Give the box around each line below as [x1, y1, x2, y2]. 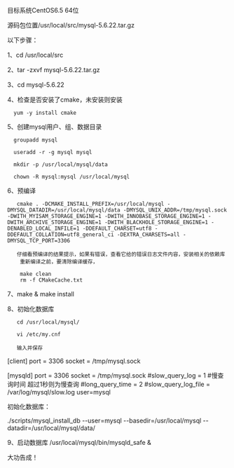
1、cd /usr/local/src [7, 51, 64, 59]
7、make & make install [7, 290, 75, 298]
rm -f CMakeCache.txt [20, 277, 83, 284]
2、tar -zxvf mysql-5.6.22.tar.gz [7, 66, 100, 74]
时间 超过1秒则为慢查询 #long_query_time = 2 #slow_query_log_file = [13, 380, 210, 388]
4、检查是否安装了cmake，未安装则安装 [7, 95, 123, 104]
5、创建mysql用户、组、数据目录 [7, 123, 102, 131]
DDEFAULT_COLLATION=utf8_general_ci [7, 231, 114, 238]
